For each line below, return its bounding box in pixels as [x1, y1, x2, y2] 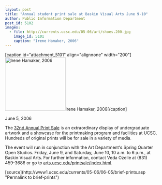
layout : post [5, 7, 31, 12]
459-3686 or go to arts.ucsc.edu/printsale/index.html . [5, 160, 113, 166]
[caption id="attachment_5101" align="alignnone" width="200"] [5, 52, 132, 57]
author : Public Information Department [5, 16, 86, 21]
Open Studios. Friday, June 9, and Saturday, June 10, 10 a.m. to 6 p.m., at [5, 149, 151, 155]
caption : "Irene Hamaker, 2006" [14, 39, 79, 43]
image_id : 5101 [14, 34, 44, 39]
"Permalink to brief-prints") [5, 174, 59, 180]
